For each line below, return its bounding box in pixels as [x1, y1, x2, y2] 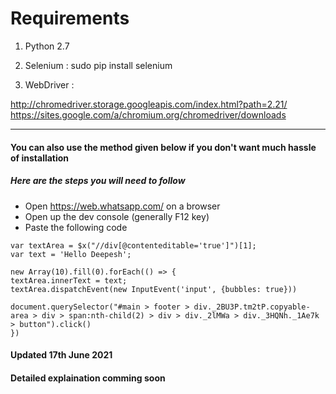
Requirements [10, 7, 130, 30]
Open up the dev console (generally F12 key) [24, 210, 210, 222]
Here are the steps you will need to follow [10, 175, 186, 187]
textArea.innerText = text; [10, 275, 128, 286]
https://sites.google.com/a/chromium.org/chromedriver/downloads [10, 108, 287, 121]
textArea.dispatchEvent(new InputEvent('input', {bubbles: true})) [10, 284, 298, 294]
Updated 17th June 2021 [10, 349, 113, 361]
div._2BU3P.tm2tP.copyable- [193, 302, 311, 312]
